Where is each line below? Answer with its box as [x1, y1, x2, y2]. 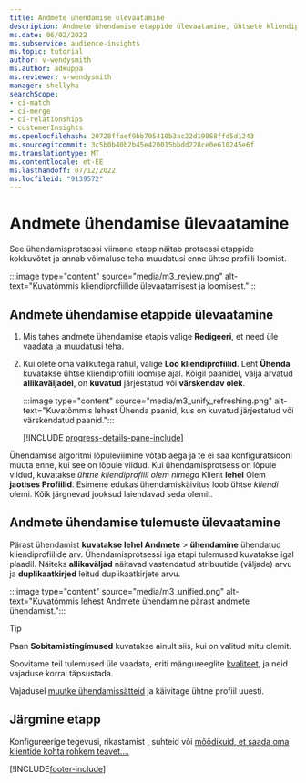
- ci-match [9, 97, 51, 107]
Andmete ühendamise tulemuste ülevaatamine [9, 515, 280, 531]
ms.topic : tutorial [9, 47, 84, 56]
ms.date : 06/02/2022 [9, 30, 88, 39]
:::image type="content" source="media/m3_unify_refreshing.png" [22, 395, 273, 406]
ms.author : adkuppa [9, 65, 84, 74]
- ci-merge [9, 107, 51, 116]
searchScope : [9, 89, 59, 98]
